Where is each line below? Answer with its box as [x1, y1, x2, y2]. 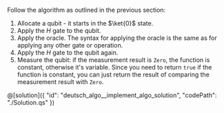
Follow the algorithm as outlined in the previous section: [7, 6, 166, 14]
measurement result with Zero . [17, 78, 104, 85]
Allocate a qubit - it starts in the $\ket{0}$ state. [17, 19, 154, 27]
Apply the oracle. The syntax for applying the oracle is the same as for [17, 34, 217, 42]
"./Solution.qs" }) [7, 99, 55, 106]
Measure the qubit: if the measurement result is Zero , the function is [17, 56, 210, 64]
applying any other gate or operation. [17, 41, 123, 49]
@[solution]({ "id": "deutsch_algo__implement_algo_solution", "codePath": [7, 91, 217, 99]
